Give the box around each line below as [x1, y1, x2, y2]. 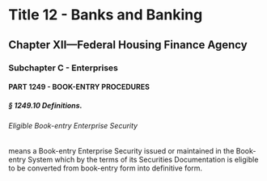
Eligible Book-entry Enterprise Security [8, 121, 138, 131]
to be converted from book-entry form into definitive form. [8, 163, 203, 173]
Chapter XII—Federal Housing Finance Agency [8, 38, 248, 52]
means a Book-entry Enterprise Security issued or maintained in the [8, 145, 235, 155]
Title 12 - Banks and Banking [8, 6, 203, 24]
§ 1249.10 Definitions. [8, 100, 83, 110]
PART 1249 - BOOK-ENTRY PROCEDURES [8, 82, 150, 92]
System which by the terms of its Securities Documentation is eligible [28, 154, 259, 164]
